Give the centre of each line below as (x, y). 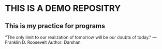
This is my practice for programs (55, 26)
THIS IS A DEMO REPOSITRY (63, 8)
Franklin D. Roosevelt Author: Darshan (43, 42)
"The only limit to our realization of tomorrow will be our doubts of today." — (81, 37)
